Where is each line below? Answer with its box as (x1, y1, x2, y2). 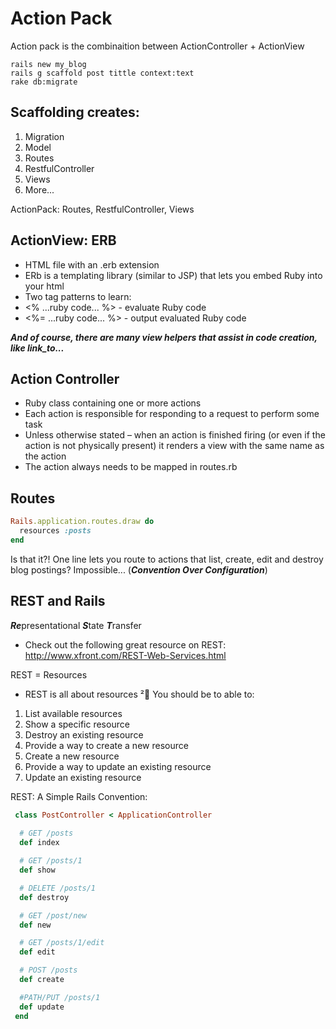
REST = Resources (10, 668, 88, 681)
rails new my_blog (10, 59, 87, 69)
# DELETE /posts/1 (19, 883, 97, 893)
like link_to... (10, 342, 65, 354)
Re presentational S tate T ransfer (10, 619, 142, 631)
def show (19, 865, 56, 875)
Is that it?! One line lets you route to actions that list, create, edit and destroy (10, 553, 324, 565)
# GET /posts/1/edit (19, 938, 105, 948)
